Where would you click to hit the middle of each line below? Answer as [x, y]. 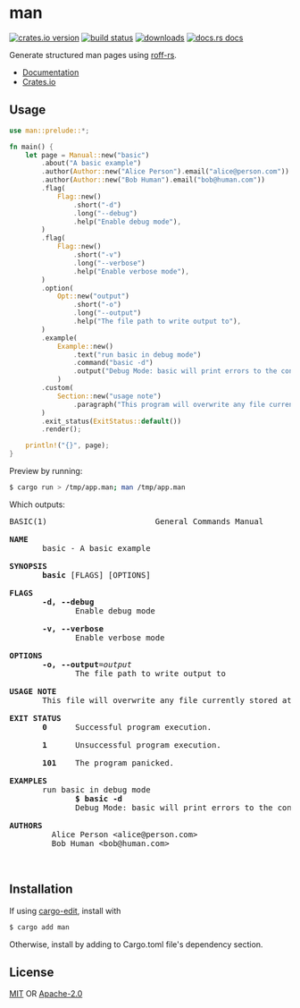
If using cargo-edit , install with [65, 911]
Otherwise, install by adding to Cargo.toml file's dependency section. [136, 944]
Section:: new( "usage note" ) [109, 396]
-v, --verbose [73, 628]
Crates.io [39, 81]
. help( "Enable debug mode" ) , [127, 222]
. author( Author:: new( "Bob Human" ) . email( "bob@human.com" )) [154, 180]
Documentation [50, 72]
